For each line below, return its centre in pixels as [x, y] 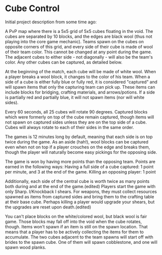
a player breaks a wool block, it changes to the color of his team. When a [78, 77]
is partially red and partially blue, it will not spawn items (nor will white [75, 97]
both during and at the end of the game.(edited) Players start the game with [80, 186]
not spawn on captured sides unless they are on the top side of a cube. [76, 122]
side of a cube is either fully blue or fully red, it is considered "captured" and [81, 82]
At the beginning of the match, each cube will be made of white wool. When [81, 71]
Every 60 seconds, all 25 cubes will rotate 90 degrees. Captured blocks [76, 112]
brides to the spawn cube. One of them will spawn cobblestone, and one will [81, 242]
